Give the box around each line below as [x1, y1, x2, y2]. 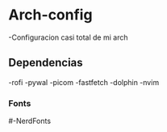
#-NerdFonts [8, 116, 51, 126]
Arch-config [8, 6, 93, 24]
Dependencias [8, 56, 83, 70]
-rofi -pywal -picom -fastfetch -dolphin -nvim [8, 77, 160, 87]
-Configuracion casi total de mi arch [8, 32, 128, 42]
